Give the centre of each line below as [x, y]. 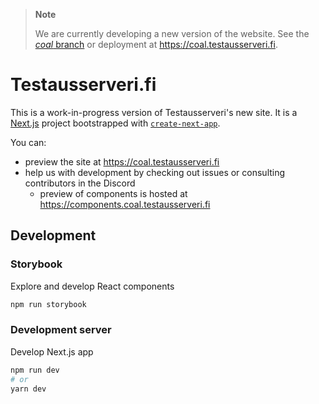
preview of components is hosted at [113, 193]
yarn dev [28, 389]
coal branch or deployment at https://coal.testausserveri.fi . [156, 44]
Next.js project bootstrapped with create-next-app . [115, 123]
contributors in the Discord [80, 183]
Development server [61, 330]
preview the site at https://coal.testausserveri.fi [122, 161]
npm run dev [35, 370]
